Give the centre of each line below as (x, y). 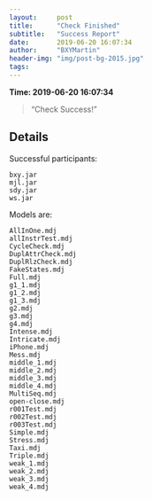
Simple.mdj (29, 432)
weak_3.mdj (29, 479)
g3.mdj (21, 316)
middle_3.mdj (33, 378)
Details (29, 137)
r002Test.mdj (33, 417)
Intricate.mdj (35, 339)
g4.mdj (21, 324)
